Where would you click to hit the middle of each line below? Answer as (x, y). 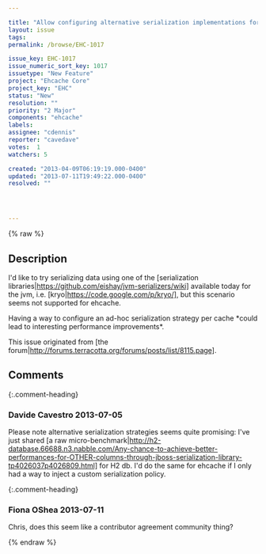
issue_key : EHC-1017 (42, 59)
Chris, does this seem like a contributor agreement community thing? (121, 527)
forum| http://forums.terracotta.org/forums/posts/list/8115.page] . (112, 350)
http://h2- (145, 441)
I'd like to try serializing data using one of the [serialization (104, 277)
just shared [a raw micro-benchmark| (69, 441)
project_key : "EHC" (40, 88)
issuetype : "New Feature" (51, 74)
